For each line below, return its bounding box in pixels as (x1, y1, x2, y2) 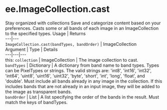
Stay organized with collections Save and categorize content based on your (5, 20, 161, 26)
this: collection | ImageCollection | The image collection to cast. (5, 57, 138, 63)
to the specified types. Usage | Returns (5, 30, 86, 36)
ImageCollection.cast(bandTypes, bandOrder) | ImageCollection (5, 41, 137, 47)
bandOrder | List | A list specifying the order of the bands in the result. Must (5, 94, 159, 100)
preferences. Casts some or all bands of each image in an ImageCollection (5, 25, 159, 31)
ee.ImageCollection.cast (5, 3, 110, 15)
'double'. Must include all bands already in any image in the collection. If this (5, 78, 162, 84)
